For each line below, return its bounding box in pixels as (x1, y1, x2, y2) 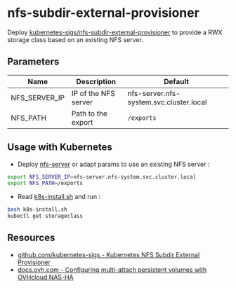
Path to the (71, 109, 107, 118)
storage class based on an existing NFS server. (7, 35, 144, 43)
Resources (7, 232, 55, 244)
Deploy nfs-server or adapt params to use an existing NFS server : (17, 160, 210, 168)
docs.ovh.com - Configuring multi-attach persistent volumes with (17, 265, 207, 274)
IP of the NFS (71, 88, 115, 98)
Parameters (7, 56, 60, 68)
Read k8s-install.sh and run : (17, 193, 100, 201)
